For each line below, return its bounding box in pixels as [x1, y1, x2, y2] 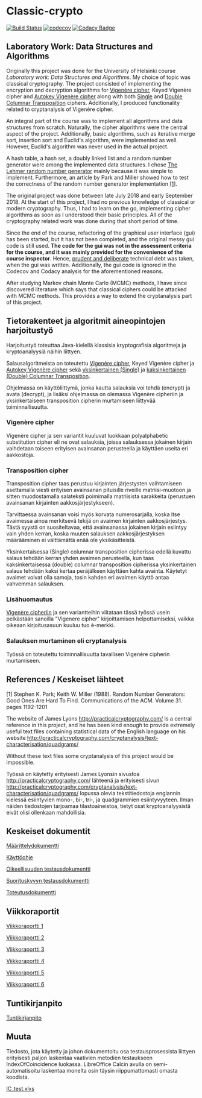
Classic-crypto [6, 4, 83, 18]
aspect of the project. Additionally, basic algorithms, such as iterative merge [6, 130, 195, 137]
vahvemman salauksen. [6, 580, 65, 587]
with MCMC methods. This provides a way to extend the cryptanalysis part [6, 292, 192, 299]
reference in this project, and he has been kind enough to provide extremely [6, 721, 195, 728]
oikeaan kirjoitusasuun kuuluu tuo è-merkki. [6, 622, 116, 629]
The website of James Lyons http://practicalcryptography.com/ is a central [6, 715, 192, 722]
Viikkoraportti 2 [6, 934, 45, 941]
